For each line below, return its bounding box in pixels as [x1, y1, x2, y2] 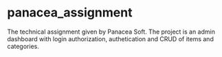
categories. [7, 42, 39, 50]
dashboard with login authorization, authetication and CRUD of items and [7, 34, 214, 43]
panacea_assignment [7, 5, 133, 21]
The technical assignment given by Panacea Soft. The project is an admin [7, 27, 215, 36]
